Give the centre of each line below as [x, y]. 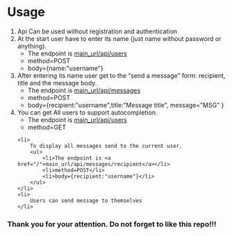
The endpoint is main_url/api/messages [84, 90]
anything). [32, 46]
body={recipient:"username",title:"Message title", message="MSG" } [126, 105]
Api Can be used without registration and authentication [97, 31]
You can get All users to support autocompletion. [87, 112]
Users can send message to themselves [86, 201]
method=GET [47, 127]
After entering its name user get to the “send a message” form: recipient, [121, 75]
